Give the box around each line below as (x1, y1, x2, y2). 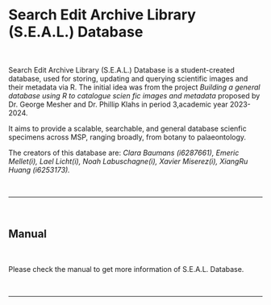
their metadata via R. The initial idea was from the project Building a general (8, 82, 261, 92)
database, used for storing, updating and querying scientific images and (8, 73, 248, 83)
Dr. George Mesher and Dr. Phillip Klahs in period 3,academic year (8, 99, 228, 109)
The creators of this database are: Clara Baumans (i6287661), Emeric (8, 148, 240, 157)
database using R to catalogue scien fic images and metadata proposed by (8, 90, 261, 100)
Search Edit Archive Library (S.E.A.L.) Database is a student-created (8, 65, 236, 74)
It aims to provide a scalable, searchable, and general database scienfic (8, 123, 248, 133)
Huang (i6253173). (8, 165, 70, 174)
